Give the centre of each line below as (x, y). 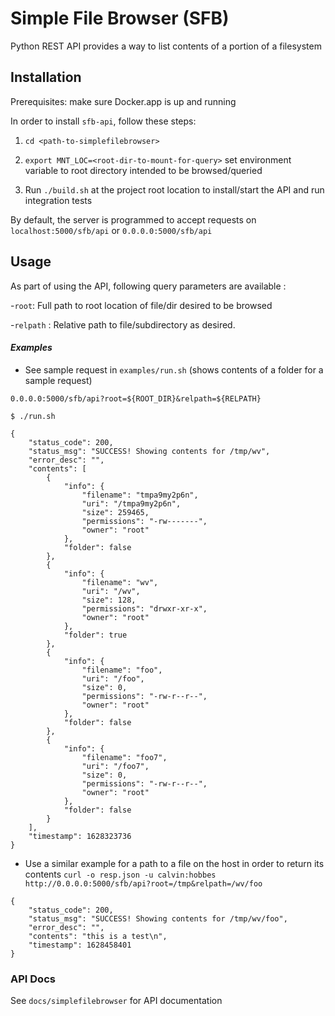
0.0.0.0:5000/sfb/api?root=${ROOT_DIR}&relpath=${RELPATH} (136, 398)
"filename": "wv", (120, 582)
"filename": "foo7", (124, 757)
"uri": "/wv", (111, 591)
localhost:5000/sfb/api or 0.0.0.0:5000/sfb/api (111, 230)
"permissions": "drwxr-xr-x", (144, 608)
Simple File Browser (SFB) (120, 18)
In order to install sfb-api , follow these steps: (103, 121)
